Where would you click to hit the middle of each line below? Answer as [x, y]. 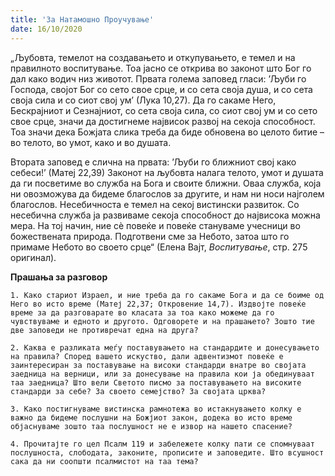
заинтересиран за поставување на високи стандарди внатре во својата [158, 365]
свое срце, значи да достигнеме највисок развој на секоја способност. [163, 121]
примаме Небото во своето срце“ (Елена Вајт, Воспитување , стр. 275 [159, 247]
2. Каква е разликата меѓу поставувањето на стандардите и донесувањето [165, 347]
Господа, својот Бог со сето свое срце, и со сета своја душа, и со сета [161, 89]
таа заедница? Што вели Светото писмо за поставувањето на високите [156, 382]
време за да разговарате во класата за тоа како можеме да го [142, 312]
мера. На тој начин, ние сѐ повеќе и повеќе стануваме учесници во [155, 225]
